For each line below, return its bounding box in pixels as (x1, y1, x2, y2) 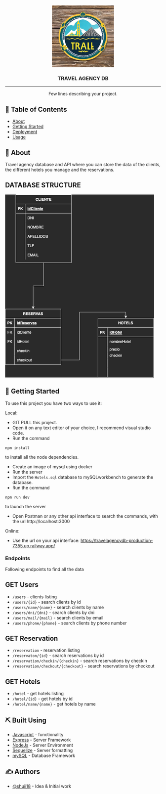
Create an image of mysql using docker (12, 463, 93, 470)
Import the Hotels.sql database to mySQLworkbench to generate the (12, 474, 154, 480)
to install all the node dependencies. (5, 454, 79, 460)
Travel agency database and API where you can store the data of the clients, (5, 161, 161, 167)
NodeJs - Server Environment (12, 742, 73, 748)
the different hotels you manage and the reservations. (5, 167, 115, 173)
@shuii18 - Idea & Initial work (12, 783, 72, 789)
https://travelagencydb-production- (81, 537, 153, 543)
